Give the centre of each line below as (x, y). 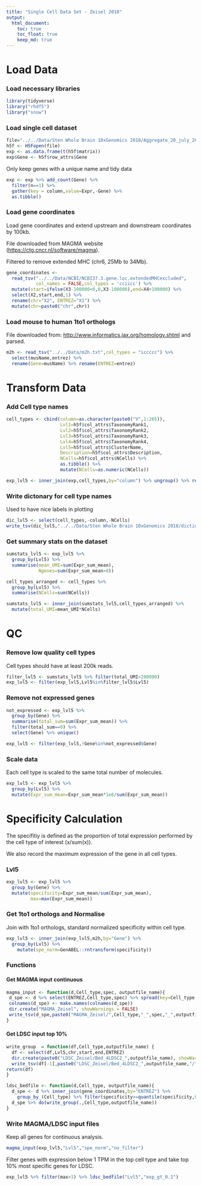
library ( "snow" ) (26, 112)
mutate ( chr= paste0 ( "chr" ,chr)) (51, 306)
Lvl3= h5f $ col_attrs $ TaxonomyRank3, (104, 436)
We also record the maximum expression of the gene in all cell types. (92, 854)
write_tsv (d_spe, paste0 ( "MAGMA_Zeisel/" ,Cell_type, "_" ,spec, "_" (91, 1015)
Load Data (32, 70)
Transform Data (46, 388)
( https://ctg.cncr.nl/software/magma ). (53, 250)
